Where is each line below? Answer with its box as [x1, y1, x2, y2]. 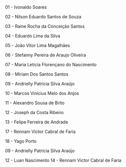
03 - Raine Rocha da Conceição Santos [5, 23, 85, 29]
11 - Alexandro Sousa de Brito [5, 100, 65, 106]
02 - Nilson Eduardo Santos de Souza [5, 14, 82, 19]
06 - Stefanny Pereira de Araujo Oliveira [5, 52, 86, 58]
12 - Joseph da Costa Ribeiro [5, 110, 64, 115]
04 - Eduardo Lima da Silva [5, 33, 61, 39]
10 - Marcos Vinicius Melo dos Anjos [5, 90, 79, 96]
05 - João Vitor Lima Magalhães [5, 42, 70, 48]
